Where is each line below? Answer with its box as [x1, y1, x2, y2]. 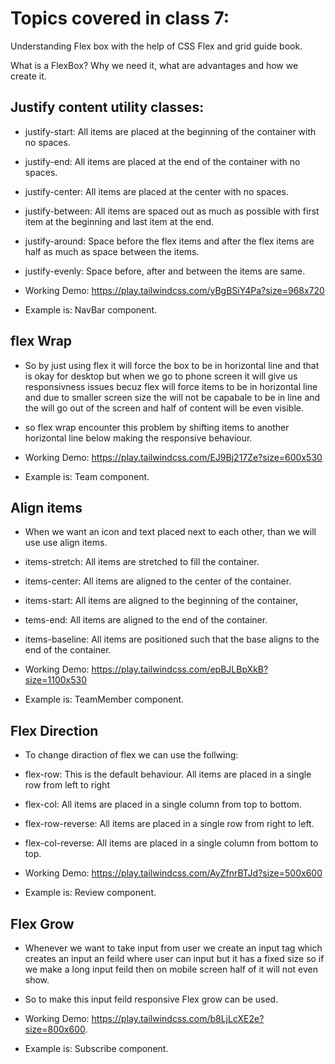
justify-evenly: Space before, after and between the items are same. [24, 265, 306, 277]
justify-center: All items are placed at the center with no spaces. [24, 185, 289, 197]
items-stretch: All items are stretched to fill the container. [24, 556, 260, 568]
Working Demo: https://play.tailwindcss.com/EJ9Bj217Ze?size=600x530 [24, 451, 323, 463]
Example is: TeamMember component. [24, 693, 185, 706]
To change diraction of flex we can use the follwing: [24, 749, 239, 761]
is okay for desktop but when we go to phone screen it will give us [24, 370, 298, 382]
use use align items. [24, 537, 108, 549]
